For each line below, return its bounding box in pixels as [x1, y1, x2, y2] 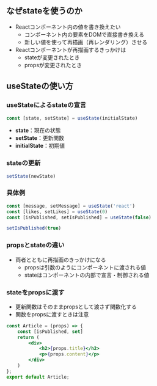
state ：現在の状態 [15, 127, 61, 134]
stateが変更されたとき [24, 54, 81, 61]
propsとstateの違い [6, 241, 65, 249]
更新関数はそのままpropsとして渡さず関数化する [15, 303, 137, 310]
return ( [17, 334, 40, 340]
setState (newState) [6, 173, 56, 179]
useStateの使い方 [6, 81, 74, 92]
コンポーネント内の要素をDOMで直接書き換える [24, 31, 145, 38]
